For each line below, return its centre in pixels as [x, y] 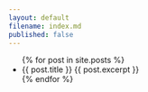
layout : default [39, 18]
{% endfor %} [47, 79]
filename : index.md [45, 26]
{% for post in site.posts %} [73, 60]
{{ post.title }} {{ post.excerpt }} [80, 69]
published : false [41, 34]
